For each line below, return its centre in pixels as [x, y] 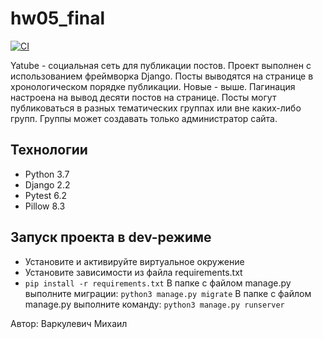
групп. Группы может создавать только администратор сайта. [144, 118]
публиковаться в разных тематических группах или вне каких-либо [156, 108]
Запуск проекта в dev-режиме [111, 237]
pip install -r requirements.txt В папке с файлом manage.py [158, 283]
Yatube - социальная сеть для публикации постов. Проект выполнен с [161, 65]
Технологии [49, 150]
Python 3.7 [47, 174]
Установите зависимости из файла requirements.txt [133, 272]
